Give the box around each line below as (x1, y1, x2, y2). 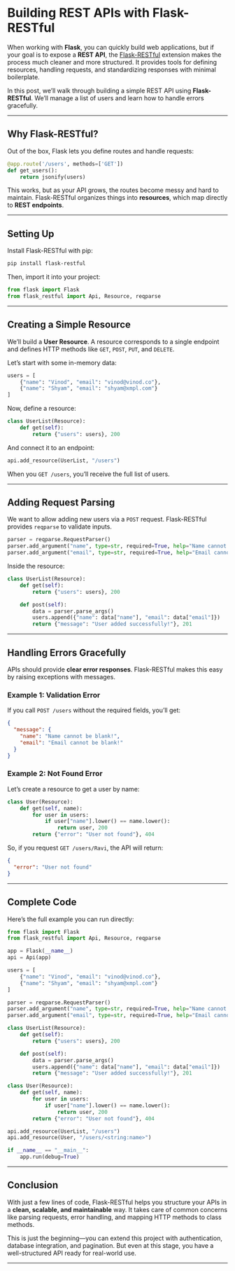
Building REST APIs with (7, 5, 150, 21)
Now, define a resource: (7, 405, 77, 413)
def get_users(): (7, 167, 58, 174)
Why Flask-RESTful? (7, 128, 99, 140)
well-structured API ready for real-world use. (7, 1249, 136, 1257)
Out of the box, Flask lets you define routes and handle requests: (7, 147, 194, 155)
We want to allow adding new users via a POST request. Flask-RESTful (7, 515, 207, 524)
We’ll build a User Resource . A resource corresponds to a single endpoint (7, 337, 220, 346)
